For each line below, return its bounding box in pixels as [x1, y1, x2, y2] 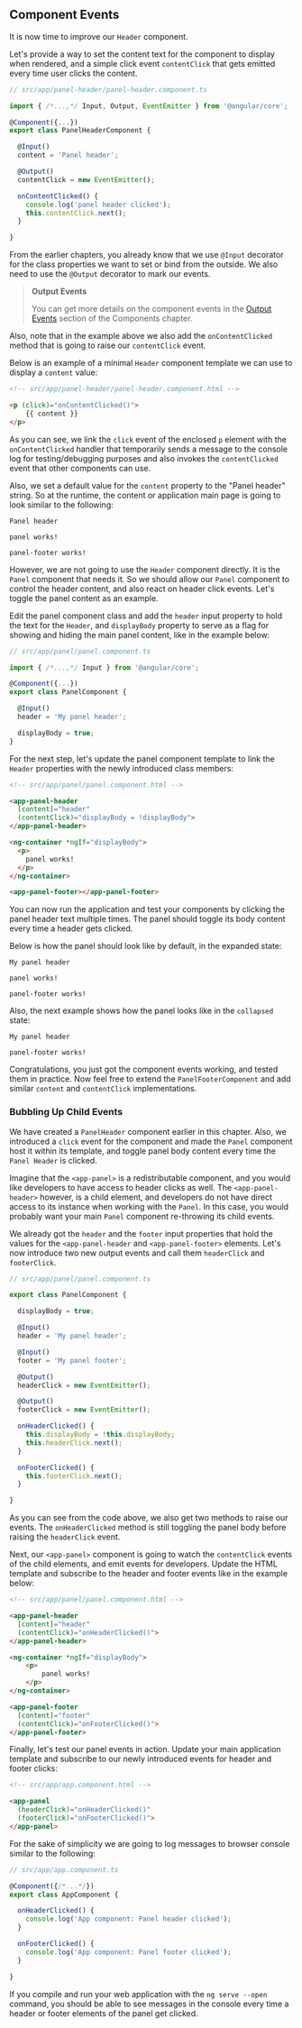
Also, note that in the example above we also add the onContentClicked [9, 331, 273, 342]
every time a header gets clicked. [9, 923, 133, 934]
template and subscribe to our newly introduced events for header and [9, 1753, 272, 1765]
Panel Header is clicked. [9, 1155, 97, 1165]
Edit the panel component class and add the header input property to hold [9, 610, 282, 621]
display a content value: [9, 367, 98, 378]
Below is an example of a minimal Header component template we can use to [9, 358, 293, 369]
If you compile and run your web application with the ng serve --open [9, 1988, 268, 1999]
